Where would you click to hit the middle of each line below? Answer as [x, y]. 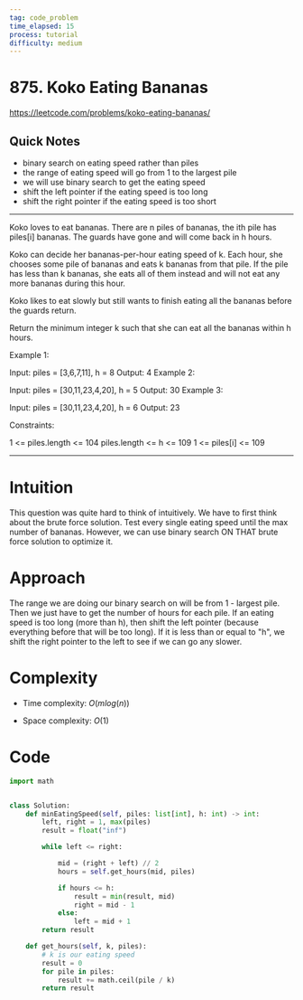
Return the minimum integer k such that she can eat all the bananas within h [150, 328]
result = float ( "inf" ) [84, 831]
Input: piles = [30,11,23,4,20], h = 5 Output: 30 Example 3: [116, 390]
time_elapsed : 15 [42, 26]
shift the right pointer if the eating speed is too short [119, 201]
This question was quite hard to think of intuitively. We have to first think [143, 513]
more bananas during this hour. [68, 283]
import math [32, 781]
